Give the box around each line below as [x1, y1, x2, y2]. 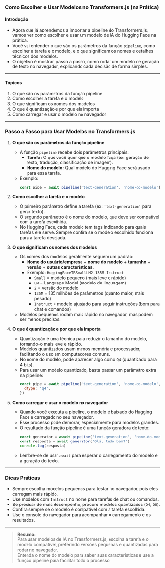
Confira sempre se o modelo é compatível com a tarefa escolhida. [12, 506, 146, 513]
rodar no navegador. [17, 547, 59, 553]
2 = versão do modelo [34, 285, 79, 291]
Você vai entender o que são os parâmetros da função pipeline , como [12, 43, 156, 49]
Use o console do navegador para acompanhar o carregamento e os [12, 512, 151, 518]
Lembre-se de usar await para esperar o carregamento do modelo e [19, 452, 158, 458]
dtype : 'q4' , [24, 386, 51, 391]
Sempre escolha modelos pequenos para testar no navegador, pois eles [12, 486, 158, 492]
